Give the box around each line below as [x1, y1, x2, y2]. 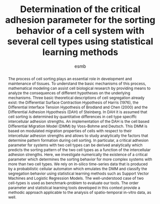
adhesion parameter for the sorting [5, 14, 155, 26]
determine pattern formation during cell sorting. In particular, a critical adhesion [8, 137, 149, 143]
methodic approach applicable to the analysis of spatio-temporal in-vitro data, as [8, 189, 151, 195]
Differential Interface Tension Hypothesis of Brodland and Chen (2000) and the [8, 105, 148, 110]
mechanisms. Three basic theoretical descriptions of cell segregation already [8, 95, 145, 100]
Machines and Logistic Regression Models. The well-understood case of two [8, 175, 144, 181]
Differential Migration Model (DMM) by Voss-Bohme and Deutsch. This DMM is [8, 123, 148, 129]
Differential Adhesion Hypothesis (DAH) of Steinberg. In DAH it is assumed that [8, 109, 148, 115]
